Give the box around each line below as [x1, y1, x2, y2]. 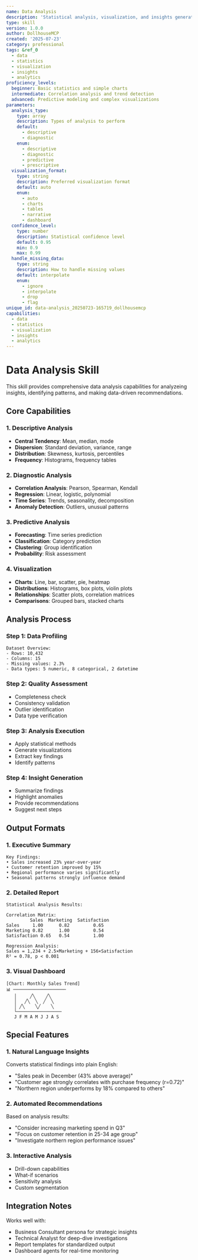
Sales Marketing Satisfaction [29, 918, 110, 923]
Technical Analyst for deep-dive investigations [14, 1235, 128, 1242]
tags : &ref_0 [6, 47, 38, 53]
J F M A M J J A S [14, 1014, 60, 1020]
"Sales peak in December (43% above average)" [14, 1072, 134, 1079]
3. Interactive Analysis [6, 1152, 72, 1160]
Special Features [6, 1030, 70, 1040]
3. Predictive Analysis [6, 518, 70, 526]
